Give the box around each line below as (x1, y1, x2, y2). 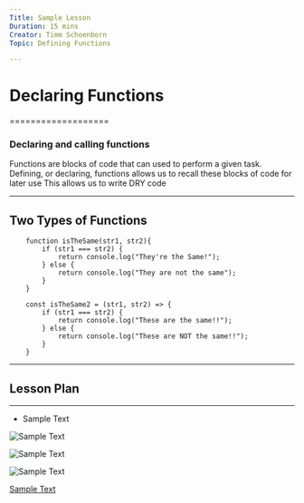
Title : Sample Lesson (9, 13, 91, 23)
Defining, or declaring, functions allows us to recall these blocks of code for (9, 169, 292, 179)
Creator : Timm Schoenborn (9, 30, 107, 39)
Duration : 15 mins (9, 22, 79, 31)
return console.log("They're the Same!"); (57, 253, 221, 262)
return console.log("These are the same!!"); (57, 316, 233, 325)
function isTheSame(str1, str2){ (25, 237, 152, 246)
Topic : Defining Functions (9, 38, 111, 48)
